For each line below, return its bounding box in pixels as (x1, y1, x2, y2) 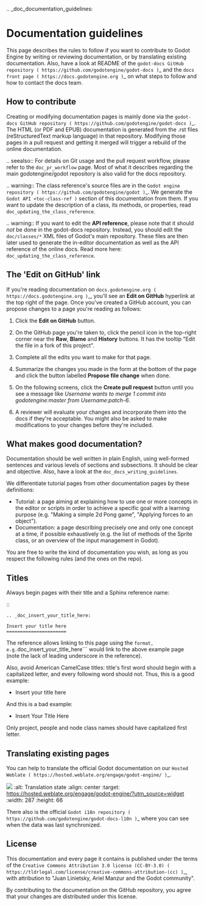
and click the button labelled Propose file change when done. (15, 372, 171, 379)
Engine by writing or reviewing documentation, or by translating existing (6, 53, 187, 60)
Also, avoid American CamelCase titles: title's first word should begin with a (6, 664, 196, 671)
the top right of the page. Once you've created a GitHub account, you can (6, 299, 192, 306)
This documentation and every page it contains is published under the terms (6, 855, 198, 862)
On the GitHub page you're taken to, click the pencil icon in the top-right (15, 328, 197, 336)
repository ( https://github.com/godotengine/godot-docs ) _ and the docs (6, 66, 195, 73)
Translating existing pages (6, 748, 110, 759)
